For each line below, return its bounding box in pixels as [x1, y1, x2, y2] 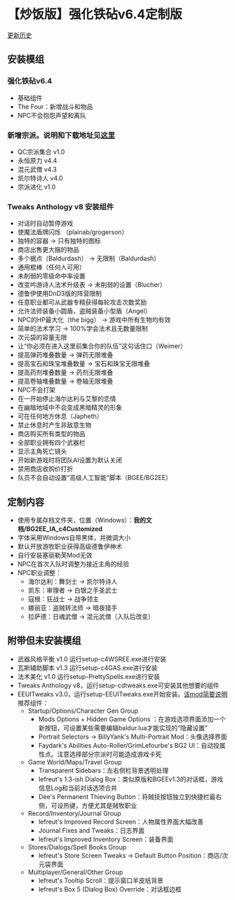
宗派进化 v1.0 [17, 182, 56, 191]
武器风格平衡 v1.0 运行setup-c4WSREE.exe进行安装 [17, 654, 167, 663]
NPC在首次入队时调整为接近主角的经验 [17, 560, 130, 568]
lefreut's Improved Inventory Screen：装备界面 [38, 835, 174, 843]
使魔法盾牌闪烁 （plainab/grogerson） [17, 228, 128, 236]
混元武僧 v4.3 [17, 165, 58, 173]
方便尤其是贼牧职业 [81, 801, 137, 810]
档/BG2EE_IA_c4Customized [17, 525, 103, 533]
